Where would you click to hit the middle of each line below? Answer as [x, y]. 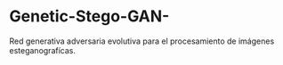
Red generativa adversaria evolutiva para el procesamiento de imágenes [142, 41]
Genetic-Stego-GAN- [89, 16]
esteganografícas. [42, 50]
